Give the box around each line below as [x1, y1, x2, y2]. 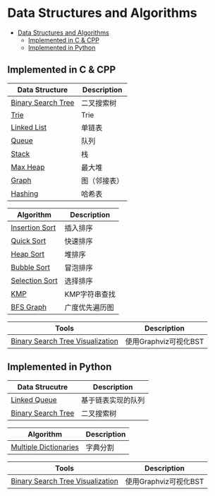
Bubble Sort [11, 262, 51, 272]
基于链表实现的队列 [80, 395, 145, 405]
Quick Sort [11, 235, 47, 245]
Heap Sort [11, 249, 44, 259]
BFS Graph [11, 302, 47, 312]
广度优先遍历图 [64, 302, 114, 312]
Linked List [11, 122, 47, 132]
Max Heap [11, 162, 45, 172]
